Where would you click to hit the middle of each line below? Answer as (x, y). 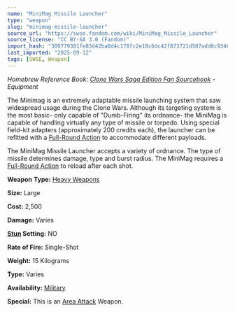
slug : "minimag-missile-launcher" (58, 27)
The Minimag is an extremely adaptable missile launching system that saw (114, 100)
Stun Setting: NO (32, 233)
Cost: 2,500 (24, 206)
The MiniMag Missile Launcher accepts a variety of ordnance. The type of (114, 150)
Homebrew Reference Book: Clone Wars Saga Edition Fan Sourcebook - (111, 79)
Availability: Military (36, 288)
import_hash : (26, 46)
